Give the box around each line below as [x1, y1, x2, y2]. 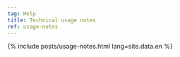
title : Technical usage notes [7, 17, 97, 24]
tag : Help [7, 10, 37, 17]
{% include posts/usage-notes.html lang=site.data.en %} [7, 42, 173, 51]
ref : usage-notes [7, 23, 59, 30]
